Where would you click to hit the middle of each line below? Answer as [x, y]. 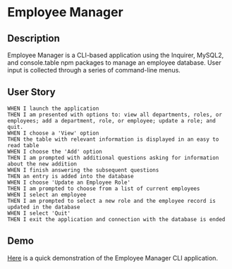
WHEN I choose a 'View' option [53, 133]
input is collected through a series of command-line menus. [94, 70]
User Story [31, 92]
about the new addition [42, 164]
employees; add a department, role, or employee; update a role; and [112, 120]
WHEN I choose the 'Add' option [55, 151]
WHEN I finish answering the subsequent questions [83, 170]
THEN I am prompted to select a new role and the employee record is [112, 201]
